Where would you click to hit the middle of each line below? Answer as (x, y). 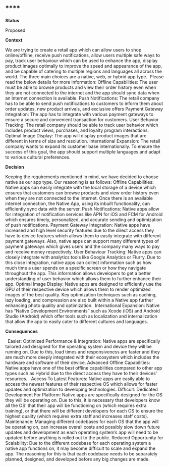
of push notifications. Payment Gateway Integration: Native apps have (78, 225)
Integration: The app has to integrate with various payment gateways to (79, 114)
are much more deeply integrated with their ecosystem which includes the (82, 357)
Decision (15, 167)
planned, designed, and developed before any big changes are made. (77, 459)
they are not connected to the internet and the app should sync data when (82, 92)
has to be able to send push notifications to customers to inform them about (84, 103)
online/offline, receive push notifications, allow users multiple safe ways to (83, 55)
